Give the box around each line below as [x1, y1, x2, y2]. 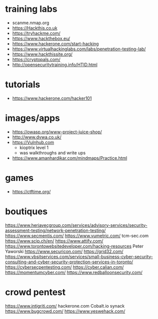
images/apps [5, 112, 60, 124]
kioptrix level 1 [19, 144, 49, 150]
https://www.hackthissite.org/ [12, 51, 73, 57]
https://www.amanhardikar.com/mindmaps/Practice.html [12, 155, 127, 161]
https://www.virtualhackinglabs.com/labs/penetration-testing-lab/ [12, 46, 146, 52]
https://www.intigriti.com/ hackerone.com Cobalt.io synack [5, 303, 125, 309]
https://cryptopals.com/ [12, 56, 61, 62]
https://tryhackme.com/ [12, 30, 61, 36]
